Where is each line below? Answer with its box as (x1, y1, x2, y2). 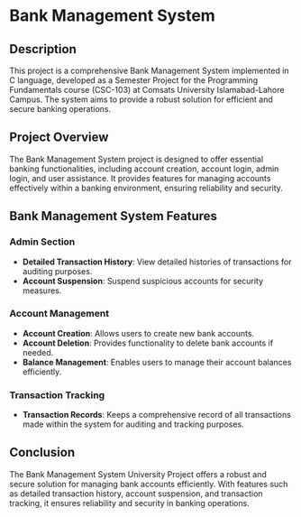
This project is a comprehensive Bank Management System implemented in (9, 65, 290, 76)
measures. (22, 285, 62, 296)
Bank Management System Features (9, 208, 218, 224)
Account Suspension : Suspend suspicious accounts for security (22, 275, 264, 286)
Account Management (9, 308, 110, 320)
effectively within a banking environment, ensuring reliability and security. (9, 182, 284, 193)
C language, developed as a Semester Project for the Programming (9, 75, 259, 86)
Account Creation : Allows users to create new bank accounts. (22, 328, 255, 338)
